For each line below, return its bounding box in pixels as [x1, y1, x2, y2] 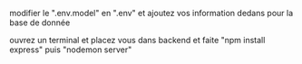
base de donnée [9, 17, 71, 28]
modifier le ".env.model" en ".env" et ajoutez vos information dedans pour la [9, 8, 294, 18]
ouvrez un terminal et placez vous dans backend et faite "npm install [9, 35, 266, 45]
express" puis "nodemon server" [9, 44, 132, 55]
